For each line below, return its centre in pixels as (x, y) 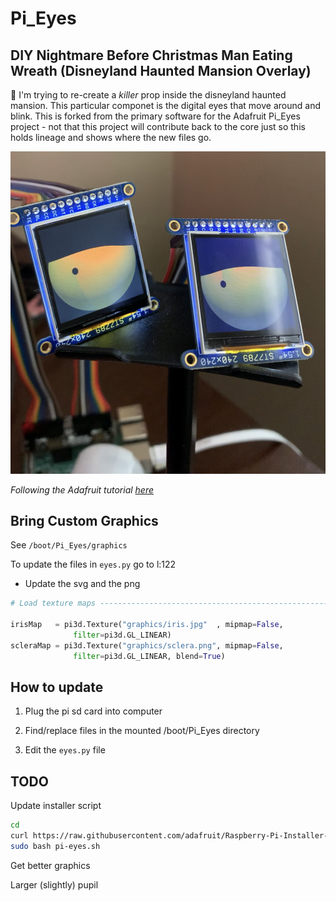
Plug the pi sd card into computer (93, 711)
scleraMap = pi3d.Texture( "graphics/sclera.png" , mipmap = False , (147, 645)
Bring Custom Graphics (84, 520)
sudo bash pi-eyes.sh (55, 847)
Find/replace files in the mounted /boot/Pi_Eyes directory (142, 731)
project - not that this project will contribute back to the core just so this (158, 126)
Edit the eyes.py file (65, 750)
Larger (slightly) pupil (54, 884)
